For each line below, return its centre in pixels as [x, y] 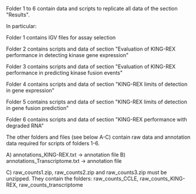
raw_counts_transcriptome [51, 185]
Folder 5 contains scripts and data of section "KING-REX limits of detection [97, 102]
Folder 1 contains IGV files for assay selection [61, 37]
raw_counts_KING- [163, 178]
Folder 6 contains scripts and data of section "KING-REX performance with [97, 119]
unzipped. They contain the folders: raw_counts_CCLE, [72, 178]
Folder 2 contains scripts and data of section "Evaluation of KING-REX [91, 49]
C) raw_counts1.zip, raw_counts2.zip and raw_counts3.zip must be [87, 172]
